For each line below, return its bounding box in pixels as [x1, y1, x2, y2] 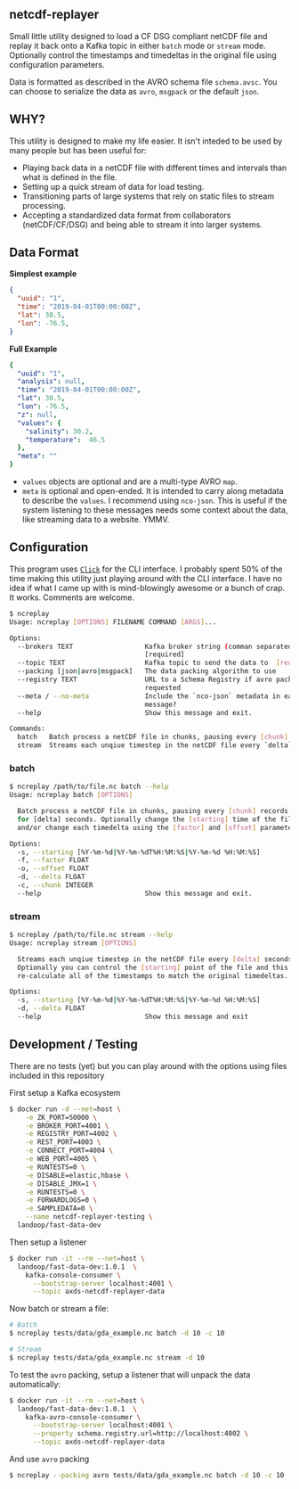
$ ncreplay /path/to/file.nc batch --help [9, 782, 169, 792]
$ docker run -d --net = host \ [9, 1105, 122, 1114]
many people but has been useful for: [9, 144, 147, 155]
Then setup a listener [9, 1237, 87, 1247]
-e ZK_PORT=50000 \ [25, 1113, 98, 1122]
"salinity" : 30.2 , [25, 427, 93, 436]
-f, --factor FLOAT [17, 856, 90, 865]
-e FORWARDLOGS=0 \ [25, 1196, 98, 1205]
